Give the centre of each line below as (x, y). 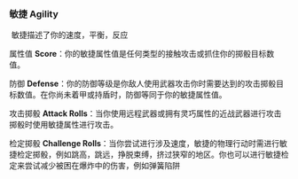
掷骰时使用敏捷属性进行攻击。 (63, 125)
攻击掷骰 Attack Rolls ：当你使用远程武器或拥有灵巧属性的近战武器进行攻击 (145, 113)
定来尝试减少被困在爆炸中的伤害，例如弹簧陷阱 (94, 166)
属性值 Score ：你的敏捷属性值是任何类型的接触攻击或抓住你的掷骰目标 (138, 54)
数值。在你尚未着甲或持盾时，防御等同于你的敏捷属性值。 (122, 95)
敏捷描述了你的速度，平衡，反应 (70, 35)
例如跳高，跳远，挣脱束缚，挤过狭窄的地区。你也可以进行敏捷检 (172, 155)
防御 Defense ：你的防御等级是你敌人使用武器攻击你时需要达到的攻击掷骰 (143, 84)
